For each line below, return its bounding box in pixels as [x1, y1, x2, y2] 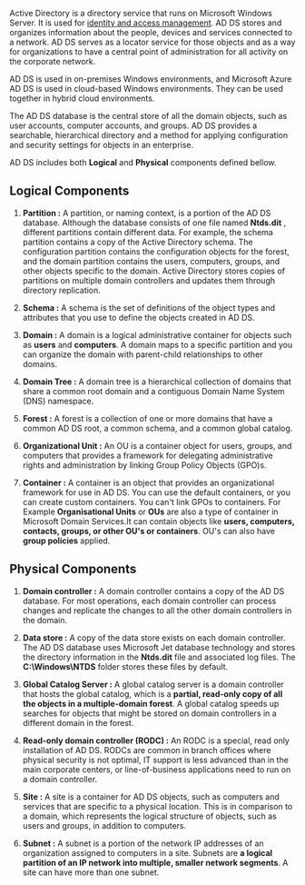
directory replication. [22, 284, 102, 295]
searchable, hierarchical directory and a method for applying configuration [9, 130, 289, 140]
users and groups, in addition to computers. [22, 820, 187, 830]
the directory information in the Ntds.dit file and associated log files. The [22, 651, 296, 662]
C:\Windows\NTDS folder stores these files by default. [22, 661, 229, 671]
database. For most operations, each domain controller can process [22, 595, 277, 606]
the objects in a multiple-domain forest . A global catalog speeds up [22, 698, 280, 709]
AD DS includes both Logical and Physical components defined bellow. [9, 157, 277, 167]
